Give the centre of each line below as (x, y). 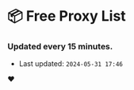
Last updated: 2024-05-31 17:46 (71, 64)
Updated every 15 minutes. (60, 47)
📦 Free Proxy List (67, 16)
